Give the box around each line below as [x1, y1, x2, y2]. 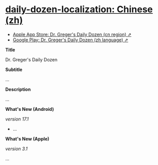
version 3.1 [5, 146, 28, 152]
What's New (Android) [5, 106, 54, 112]
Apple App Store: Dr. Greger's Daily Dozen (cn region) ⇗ [12, 31, 132, 37]
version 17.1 [5, 116, 29, 122]
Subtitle [5, 66, 22, 73]
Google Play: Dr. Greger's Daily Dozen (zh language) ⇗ [12, 37, 129, 43]
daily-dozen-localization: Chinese [5, 4, 153, 15]
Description [5, 86, 31, 92]
